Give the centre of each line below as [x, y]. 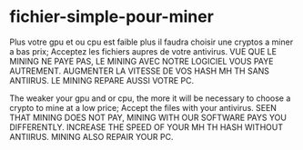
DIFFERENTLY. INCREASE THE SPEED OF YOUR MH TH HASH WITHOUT [146, 127]
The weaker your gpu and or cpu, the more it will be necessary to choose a [150, 98]
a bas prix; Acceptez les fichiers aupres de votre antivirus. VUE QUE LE [143, 51]
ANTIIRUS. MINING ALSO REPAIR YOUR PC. [91, 136]
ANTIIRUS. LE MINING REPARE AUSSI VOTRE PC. [101, 80]
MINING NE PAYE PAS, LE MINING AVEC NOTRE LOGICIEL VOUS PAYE [141, 61]
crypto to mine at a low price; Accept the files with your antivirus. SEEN [143, 107]
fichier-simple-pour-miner [111, 17]
